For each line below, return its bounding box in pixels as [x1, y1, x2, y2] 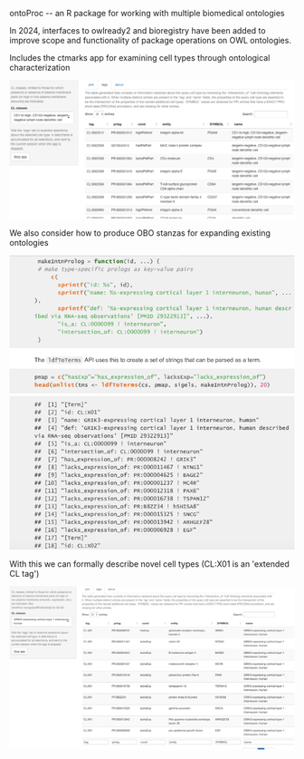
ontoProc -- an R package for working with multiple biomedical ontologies [9, 8, 285, 18]
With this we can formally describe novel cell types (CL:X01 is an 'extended [9, 558, 290, 569]
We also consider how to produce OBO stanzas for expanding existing [9, 227, 271, 238]
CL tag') [9, 568, 40, 579]
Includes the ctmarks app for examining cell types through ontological [9, 53, 271, 63]
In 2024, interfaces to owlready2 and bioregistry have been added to [9, 25, 266, 35]
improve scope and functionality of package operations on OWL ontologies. [9, 35, 292, 45]
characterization [9, 63, 71, 73]
